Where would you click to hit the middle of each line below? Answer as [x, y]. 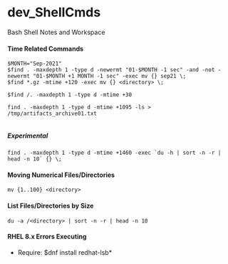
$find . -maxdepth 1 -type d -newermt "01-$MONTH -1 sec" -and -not [111, 70]
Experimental [28, 136]
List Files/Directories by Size [51, 205]
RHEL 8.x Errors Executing [47, 237]
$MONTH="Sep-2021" [35, 64]
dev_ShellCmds [54, 12]
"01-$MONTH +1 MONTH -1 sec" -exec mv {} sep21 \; [110, 76]
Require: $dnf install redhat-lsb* [65, 252]
